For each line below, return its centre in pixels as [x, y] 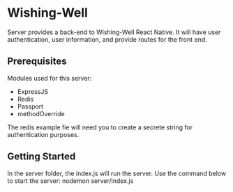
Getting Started [42, 157]
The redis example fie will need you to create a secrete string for [100, 127]
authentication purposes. [43, 134]
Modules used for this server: [50, 78]
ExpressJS [33, 91]
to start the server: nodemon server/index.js [70, 181]
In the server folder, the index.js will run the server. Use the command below [117, 173]
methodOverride [41, 113]
